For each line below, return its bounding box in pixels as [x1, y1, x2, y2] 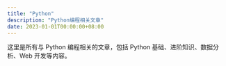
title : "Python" [7, 10, 54, 17]
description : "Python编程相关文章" [7, 17, 104, 24]
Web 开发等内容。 [19, 51, 71, 60]
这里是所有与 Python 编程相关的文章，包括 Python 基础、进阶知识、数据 [7, 43, 213, 51]
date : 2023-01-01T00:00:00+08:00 [7, 23, 104, 30]
